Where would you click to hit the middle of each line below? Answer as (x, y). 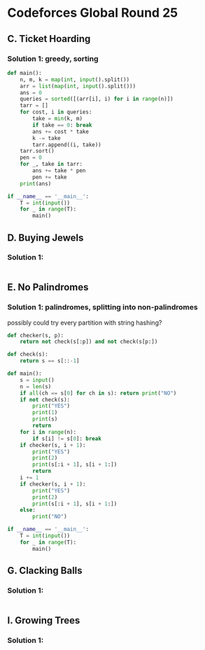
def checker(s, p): (36, 335)
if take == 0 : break (62, 125)
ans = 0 (31, 92)
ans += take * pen (59, 171)
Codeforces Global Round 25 (93, 13)
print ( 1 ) (45, 413)
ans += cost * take (61, 132)
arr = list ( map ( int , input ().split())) (78, 86)
